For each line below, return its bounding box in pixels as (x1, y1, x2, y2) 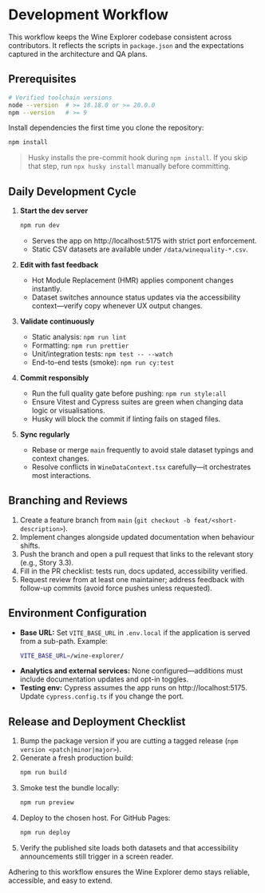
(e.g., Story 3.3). (19, 557, 74, 567)
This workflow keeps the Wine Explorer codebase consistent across (8, 32, 232, 42)
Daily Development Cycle (8, 184, 137, 198)
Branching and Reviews (8, 494, 129, 508)
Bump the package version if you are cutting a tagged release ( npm (19, 736, 239, 746)
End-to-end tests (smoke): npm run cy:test (31, 357, 175, 367)
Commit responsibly (19, 372, 89, 382)
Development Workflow (8, 6, 169, 24)
